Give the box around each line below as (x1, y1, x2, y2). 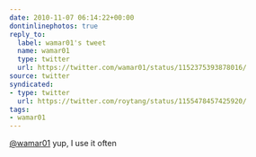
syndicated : (9, 80, 54, 89)
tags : (9, 105, 30, 114)
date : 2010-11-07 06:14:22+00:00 (9, 13, 135, 22)
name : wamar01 (17, 47, 70, 56)
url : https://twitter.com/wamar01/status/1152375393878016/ (17, 64, 247, 73)
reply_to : (9, 30, 47, 39)
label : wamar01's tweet (17, 38, 106, 48)
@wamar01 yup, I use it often (9, 138, 117, 149)
